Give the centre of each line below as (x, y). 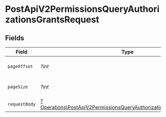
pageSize (18, 87)
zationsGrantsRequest (52, 20)
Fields (15, 38)
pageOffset (20, 66)
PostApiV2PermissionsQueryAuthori (82, 9)
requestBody (22, 104)
